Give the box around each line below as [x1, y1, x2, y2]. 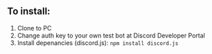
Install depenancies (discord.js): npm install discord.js [17, 38, 179, 47]
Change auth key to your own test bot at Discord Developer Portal [17, 31, 206, 39]
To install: [7, 6, 51, 17]
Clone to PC [17, 24, 52, 32]
